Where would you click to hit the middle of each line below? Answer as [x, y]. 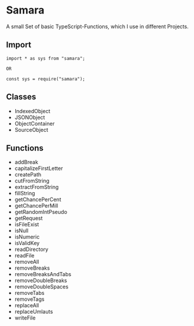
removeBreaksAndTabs [43, 274]
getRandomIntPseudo [41, 212]
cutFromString [32, 181]
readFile [24, 256]
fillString [25, 193]
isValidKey [27, 243]
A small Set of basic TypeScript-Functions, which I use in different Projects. [98, 26]
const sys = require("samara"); [46, 79]
